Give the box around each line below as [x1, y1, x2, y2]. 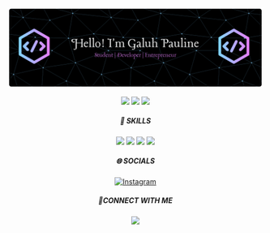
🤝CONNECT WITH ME [97, 196, 174, 205]
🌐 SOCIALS [115, 156, 156, 166]
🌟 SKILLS [119, 116, 152, 126]
